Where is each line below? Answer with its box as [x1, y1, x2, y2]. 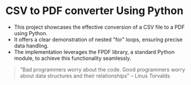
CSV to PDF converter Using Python [5, 4, 184, 18]
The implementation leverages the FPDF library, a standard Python [13, 48, 175, 55]
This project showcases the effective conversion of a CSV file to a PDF [13, 23, 185, 30]
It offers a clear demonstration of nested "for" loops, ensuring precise [13, 36, 183, 43]
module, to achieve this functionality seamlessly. [13, 55, 131, 62]
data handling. [13, 42, 49, 49]
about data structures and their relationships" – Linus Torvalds [19, 72, 170, 79]
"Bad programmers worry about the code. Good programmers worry [19, 66, 186, 73]
